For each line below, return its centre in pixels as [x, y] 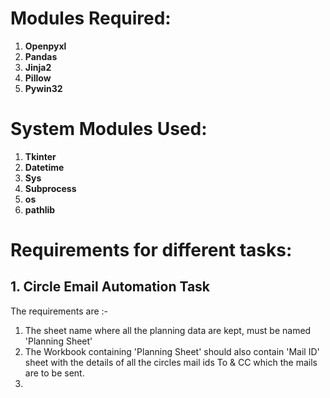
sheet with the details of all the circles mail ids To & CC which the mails [171, 362]
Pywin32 [43, 88]
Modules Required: [91, 18]
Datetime [44, 167]
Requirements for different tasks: [151, 250]
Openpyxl [45, 46]
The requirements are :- [59, 311]
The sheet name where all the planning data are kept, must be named [168, 330]
